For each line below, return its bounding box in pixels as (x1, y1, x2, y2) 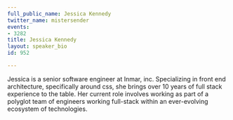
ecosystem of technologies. (7, 105, 88, 113)
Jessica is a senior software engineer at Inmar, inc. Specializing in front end (7, 74, 226, 83)
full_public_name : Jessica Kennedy (7, 10, 112, 18)
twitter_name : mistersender (7, 17, 90, 24)
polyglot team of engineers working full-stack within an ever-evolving (7, 97, 208, 105)
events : (7, 23, 30, 30)
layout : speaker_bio (7, 43, 68, 50)
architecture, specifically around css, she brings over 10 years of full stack (7, 82, 222, 91)
